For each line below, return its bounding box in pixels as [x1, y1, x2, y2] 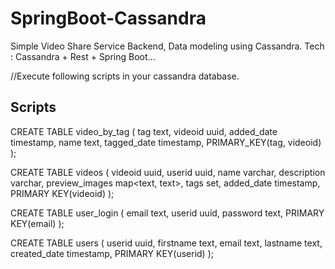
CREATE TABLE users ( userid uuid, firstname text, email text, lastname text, [10, 237, 323, 249]
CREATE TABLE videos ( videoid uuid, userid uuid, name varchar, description [10, 166, 326, 178]
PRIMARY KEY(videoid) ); [10, 187, 115, 199]
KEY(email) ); [10, 217, 65, 229]
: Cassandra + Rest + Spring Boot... [10, 50, 156, 62]
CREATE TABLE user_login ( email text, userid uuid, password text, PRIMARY [10, 207, 325, 219]
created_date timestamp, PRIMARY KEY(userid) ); [10, 247, 214, 259]
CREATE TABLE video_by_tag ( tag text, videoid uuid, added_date [10, 125, 278, 137]
